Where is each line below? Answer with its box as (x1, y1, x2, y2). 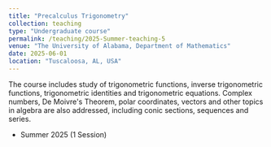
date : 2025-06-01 (8, 50, 68, 58)
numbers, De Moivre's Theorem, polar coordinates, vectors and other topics (8, 97, 264, 106)
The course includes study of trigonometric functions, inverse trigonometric (8, 79, 263, 89)
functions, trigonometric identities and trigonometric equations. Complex (8, 88, 252, 97)
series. (8, 114, 31, 123)
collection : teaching (8, 19, 82, 28)
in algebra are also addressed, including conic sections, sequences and (8, 105, 249, 115)
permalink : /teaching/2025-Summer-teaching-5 (8, 34, 165, 43)
